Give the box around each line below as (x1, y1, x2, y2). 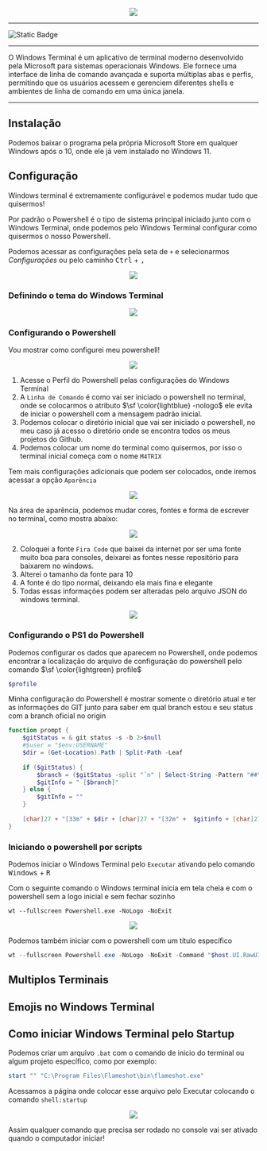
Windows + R (8, 867, 51, 877)
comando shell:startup (8, 1095, 87, 1104)
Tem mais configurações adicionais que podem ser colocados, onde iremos (8, 467, 257, 477)
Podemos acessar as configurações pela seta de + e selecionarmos (8, 246, 230, 256)
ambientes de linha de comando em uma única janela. (8, 87, 185, 95)
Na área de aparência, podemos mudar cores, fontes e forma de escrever (8, 505, 250, 516)
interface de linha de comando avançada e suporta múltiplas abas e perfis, (8, 70, 253, 79)
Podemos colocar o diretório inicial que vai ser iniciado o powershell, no (19, 418, 256, 427)
